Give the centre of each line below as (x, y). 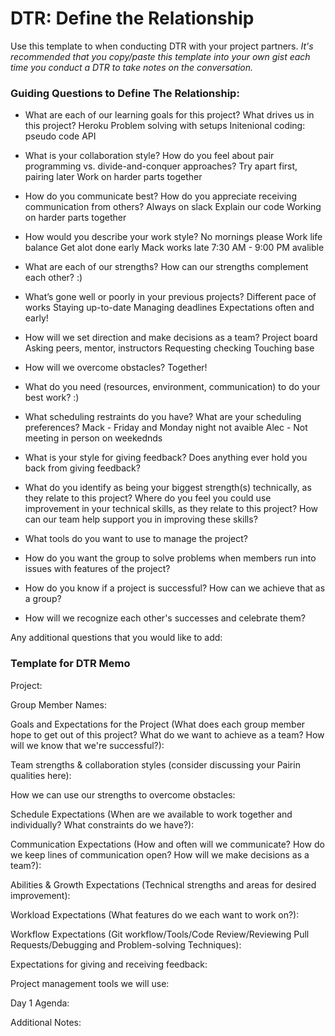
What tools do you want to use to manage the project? (136, 539)
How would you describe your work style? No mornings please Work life (173, 237)
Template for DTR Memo (70, 664)
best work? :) (52, 398)
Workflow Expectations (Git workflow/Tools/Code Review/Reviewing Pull (160, 934)
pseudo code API (60, 136)
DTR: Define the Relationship (132, 18)
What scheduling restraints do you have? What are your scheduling (163, 417)
